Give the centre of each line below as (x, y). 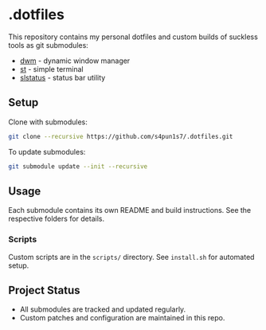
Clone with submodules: (48, 122)
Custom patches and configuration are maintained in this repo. (122, 318)
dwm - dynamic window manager (75, 61)
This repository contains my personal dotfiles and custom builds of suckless (133, 37)
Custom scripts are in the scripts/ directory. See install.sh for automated (131, 257)
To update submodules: (47, 151)
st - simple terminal (51, 69)
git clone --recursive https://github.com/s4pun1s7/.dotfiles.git (121, 136)
